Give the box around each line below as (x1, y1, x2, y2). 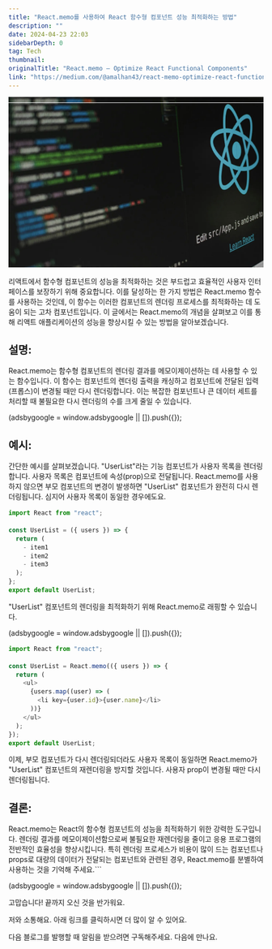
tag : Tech (8, 47, 42, 56)
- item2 (23, 552, 49, 560)
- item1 (23, 543, 49, 551)
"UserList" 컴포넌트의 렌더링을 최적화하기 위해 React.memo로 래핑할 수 (8, 602, 236, 611)
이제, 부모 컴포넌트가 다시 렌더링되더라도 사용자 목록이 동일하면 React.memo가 (8, 755, 257, 765)
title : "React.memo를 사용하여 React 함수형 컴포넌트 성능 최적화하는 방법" (8, 13, 237, 21)
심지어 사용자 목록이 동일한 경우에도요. (45, 492, 167, 502)
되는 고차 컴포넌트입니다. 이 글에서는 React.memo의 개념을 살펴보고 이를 (23, 307, 253, 317)
